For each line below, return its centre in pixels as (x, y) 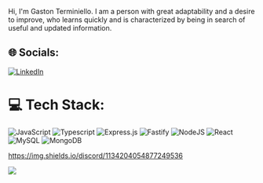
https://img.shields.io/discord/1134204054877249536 (95, 156)
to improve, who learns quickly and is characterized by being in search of (127, 20)
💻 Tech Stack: (57, 104)
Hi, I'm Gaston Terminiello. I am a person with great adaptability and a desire (131, 11)
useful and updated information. (60, 28)
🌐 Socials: (34, 53)
